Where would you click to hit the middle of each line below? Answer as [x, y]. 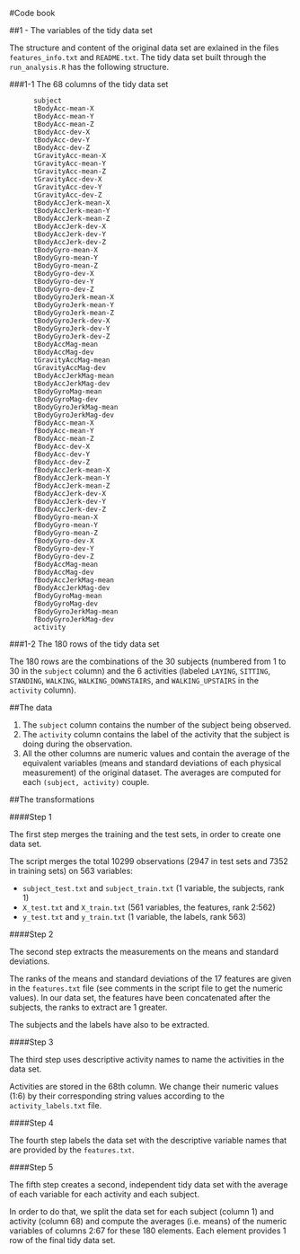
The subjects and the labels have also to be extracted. [110, 1024]
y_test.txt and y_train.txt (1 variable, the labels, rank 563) [134, 917]
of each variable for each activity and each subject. [105, 1194]
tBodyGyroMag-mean [67, 392]
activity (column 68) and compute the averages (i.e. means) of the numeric [148, 1221]
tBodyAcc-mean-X [63, 109]
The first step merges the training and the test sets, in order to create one [145, 834]
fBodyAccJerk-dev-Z [69, 509]
